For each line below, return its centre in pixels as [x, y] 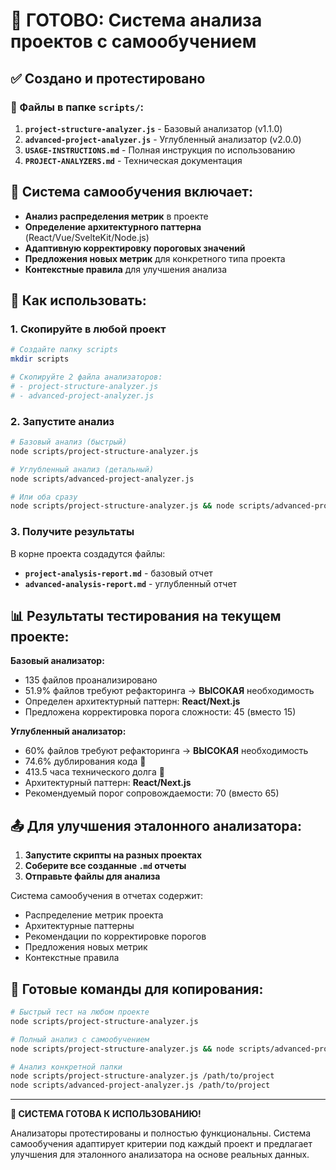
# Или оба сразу [44, 497]
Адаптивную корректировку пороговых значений [135, 248]
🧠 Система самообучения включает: [132, 192]
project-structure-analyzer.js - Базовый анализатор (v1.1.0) [153, 128]
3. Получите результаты [72, 532]
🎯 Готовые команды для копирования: [137, 989]
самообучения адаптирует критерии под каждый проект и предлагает [161, 1144]
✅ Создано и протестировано [108, 78]
